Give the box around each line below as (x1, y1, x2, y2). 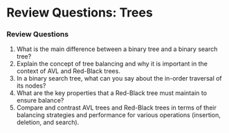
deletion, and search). (16, 119, 80, 127)
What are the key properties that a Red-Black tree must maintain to (16, 89, 208, 97)
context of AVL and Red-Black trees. (16, 67, 120, 75)
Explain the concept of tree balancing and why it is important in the (16, 60, 208, 68)
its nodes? (16, 81, 46, 90)
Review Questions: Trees (6, 5, 153, 21)
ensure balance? (16, 96, 64, 105)
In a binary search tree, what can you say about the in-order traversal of (16, 74, 222, 83)
